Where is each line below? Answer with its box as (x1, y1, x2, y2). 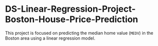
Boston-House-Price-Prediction (5, 14, 138, 25)
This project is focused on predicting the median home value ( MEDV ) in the (5, 30, 154, 36)
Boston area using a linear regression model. (5, 35, 96, 41)
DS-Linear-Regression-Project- (5, 3, 136, 15)
